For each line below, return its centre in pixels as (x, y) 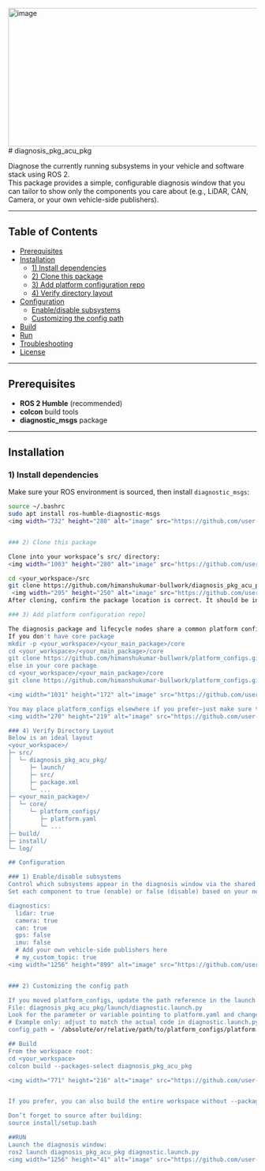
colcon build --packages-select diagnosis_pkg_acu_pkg (100, 1066)
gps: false (33, 935)
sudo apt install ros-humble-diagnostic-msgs (84, 514)
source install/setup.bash (52, 1124)
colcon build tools (49, 411)
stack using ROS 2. (39, 174)
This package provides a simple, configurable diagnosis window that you (127, 183)
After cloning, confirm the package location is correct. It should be (128, 601)
